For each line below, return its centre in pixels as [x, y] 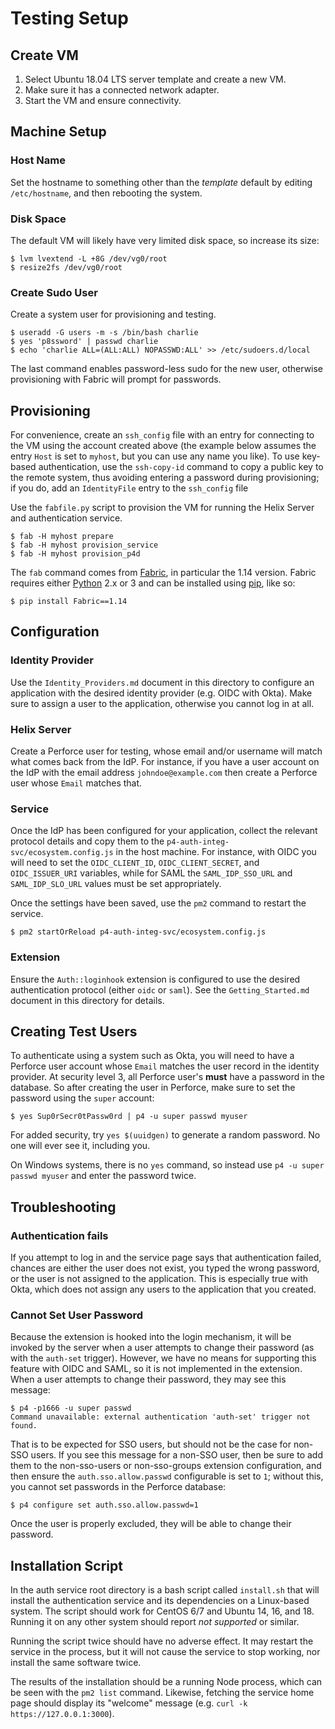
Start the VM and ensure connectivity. [103, 100]
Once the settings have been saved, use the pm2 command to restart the [158, 903]
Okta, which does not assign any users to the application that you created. [163, 1289]
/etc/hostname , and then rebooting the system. [106, 193]
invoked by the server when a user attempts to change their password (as [162, 1348]
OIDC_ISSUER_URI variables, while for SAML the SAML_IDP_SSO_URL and [151, 873]
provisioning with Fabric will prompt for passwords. [116, 379]
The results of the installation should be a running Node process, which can [166, 1682]
